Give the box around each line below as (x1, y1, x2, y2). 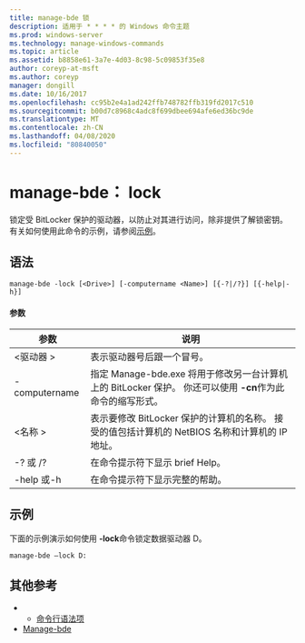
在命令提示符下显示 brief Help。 (90, 456, 226, 468)
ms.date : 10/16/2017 (9, 89, 88, 98)
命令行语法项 (35, 613, 84, 624)
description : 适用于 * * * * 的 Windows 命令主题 (9, 22, 191, 31)
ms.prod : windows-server (9, 30, 103, 39)
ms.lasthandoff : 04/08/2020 (9, 132, 116, 141)
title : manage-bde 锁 (9, 13, 90, 23)
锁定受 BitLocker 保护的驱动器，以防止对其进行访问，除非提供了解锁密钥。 (9, 214, 289, 225)
